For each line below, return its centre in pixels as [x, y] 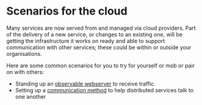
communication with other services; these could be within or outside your [99, 47]
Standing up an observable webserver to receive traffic [85, 84]
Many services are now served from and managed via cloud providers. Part [101, 28]
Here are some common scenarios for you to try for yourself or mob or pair [101, 66]
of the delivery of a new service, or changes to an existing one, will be [95, 34]
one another [31, 97]
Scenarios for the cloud [67, 11]
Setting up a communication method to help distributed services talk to [104, 90]
